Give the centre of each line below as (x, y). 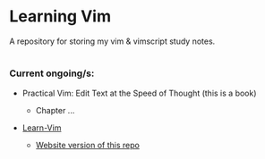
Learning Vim (60, 17)
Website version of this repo (88, 145)
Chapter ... (55, 110)
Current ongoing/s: (52, 73)
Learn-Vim (42, 128)
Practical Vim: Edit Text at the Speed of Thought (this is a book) (139, 93)
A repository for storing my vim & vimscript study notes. (112, 41)
